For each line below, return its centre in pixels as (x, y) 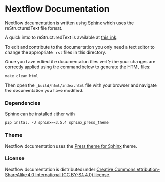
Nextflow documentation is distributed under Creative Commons (70, 169)
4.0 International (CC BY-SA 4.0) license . (69, 174)
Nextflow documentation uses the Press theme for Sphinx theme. (71, 146)
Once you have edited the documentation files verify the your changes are (80, 61)
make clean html (22, 76)
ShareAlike (16, 174)
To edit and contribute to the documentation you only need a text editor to (80, 47)
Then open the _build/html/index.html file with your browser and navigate (81, 85)
